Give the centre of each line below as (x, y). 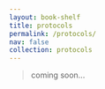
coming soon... (58, 75)
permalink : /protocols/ (53, 33)
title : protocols (41, 26)
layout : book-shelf (45, 17)
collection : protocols (51, 50)
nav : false (29, 42)
